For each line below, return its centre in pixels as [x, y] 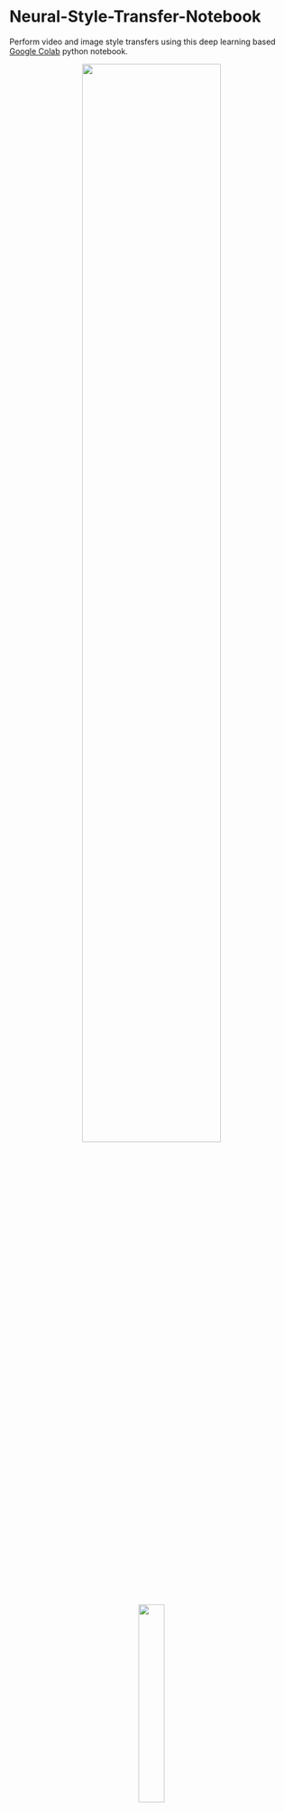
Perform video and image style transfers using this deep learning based [143, 42]
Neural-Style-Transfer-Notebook [135, 17]
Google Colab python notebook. [69, 51]
